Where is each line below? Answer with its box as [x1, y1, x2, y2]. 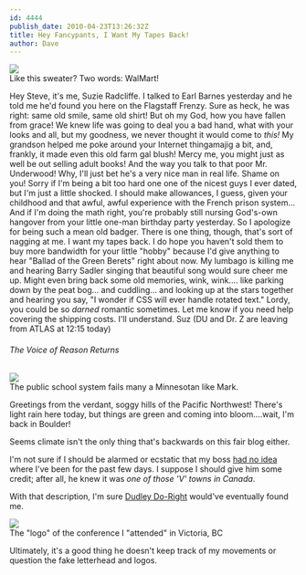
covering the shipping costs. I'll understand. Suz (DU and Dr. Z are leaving [9, 314, 289, 325]
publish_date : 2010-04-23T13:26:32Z [9, 22, 149, 31]
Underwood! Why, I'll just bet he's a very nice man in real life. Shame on [9, 168, 280, 179]
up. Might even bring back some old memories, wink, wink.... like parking [9, 275, 285, 286]
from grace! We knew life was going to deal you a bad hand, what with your [9, 120, 294, 131]
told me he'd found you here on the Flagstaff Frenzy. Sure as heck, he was [9, 100, 290, 111]
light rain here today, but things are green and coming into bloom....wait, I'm [9, 409, 295, 420]
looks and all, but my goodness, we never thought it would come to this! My [9, 130, 294, 141]
